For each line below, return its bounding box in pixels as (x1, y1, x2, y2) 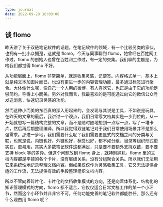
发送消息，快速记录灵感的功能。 (5, 97, 69, 103)
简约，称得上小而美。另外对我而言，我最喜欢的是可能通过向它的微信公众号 (9, 91, 158, 97)
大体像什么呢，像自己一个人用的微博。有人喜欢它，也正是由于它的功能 (13, 85, 154, 91)
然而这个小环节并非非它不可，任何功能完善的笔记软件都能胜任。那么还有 (13, 191, 158, 196)
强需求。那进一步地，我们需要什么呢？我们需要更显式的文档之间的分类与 (5, 132, 149, 138)
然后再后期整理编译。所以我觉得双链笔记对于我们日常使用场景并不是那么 (13, 126, 158, 131)
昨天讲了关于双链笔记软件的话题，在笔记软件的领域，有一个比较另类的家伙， (5, 45, 158, 50)
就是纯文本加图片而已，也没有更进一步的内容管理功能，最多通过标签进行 (5, 79, 149, 85)
